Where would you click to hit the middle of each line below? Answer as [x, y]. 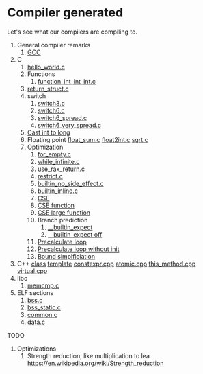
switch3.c [51, 103]
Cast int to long [49, 132]
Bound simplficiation [66, 256]
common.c [42, 314]
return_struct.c [48, 89]
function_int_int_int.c [67, 81]
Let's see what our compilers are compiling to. [72, 32]
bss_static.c [44, 307]
